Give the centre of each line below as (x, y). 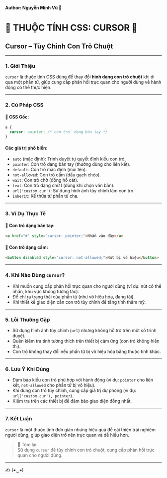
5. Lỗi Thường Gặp (28, 320)
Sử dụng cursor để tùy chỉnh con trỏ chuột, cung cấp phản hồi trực (86, 450)
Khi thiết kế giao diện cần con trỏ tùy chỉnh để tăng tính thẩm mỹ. (79, 302)
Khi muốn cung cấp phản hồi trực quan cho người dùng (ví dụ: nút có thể (87, 286)
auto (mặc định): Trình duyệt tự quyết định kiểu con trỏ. (69, 159)
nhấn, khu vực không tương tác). (46, 291)
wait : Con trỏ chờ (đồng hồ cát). (45, 180)
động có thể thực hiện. (28, 88)
